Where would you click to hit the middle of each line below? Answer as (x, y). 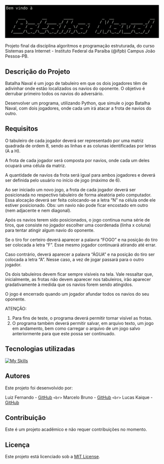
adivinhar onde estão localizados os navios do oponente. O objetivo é (75, 89)
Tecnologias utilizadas (40, 349)
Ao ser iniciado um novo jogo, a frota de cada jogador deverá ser (70, 189)
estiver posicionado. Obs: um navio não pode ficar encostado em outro (77, 205)
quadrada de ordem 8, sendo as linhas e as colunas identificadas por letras (81, 145)
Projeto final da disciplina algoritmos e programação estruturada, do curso (80, 46)
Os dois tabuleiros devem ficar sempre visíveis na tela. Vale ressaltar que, (79, 274)
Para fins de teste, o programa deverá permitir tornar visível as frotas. (82, 318)
